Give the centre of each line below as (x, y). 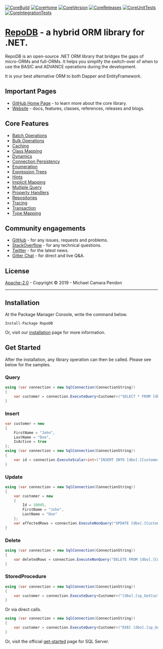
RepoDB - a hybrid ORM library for (75, 32)
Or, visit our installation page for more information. (55, 332)
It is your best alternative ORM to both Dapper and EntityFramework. (73, 76)
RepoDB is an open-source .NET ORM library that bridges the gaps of (74, 56)
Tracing (20, 203)
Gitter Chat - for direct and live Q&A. (48, 256)
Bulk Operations (28, 140)
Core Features (27, 124)
